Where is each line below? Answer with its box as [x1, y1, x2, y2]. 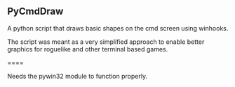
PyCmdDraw [7, 6, 64, 17]
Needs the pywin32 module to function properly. [7, 72, 148, 80]
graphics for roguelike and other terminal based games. [7, 45, 168, 53]
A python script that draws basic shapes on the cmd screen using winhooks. [7, 24, 229, 32]
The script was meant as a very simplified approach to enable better [7, 38, 205, 46]
